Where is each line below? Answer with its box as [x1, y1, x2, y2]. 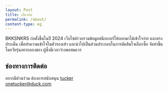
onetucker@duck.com [5, 81, 52, 87]
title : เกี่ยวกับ [5, 12, 32, 17]
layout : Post [5, 7, 33, 13]
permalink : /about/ [5, 17, 47, 22]
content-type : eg [5, 21, 42, 27]
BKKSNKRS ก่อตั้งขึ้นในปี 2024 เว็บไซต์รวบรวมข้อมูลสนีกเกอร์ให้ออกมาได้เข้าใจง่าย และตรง [5, 35, 163, 41]
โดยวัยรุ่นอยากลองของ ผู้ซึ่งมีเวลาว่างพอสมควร [5, 47, 82, 53]
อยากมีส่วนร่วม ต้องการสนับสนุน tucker [5, 75, 74, 81]
